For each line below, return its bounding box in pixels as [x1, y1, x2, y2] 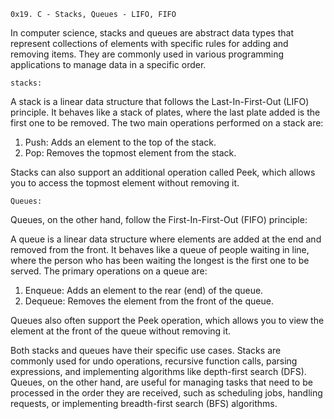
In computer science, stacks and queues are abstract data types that [10, 27, 294, 39]
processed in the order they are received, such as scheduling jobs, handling [10, 387, 323, 399]
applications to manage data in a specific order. [10, 59, 207, 70]
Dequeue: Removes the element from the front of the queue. [24, 295, 274, 307]
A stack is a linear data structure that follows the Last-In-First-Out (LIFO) [10, 96, 310, 107]
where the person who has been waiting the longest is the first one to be [10, 255, 310, 266]
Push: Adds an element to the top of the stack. [24, 136, 217, 148]
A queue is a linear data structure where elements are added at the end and [10, 233, 322, 245]
